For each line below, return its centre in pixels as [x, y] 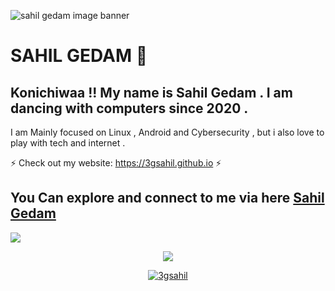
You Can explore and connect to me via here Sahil [167, 198]
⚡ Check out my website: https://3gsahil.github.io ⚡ [116, 163]
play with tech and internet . [68, 143]
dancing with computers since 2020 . [129, 108]
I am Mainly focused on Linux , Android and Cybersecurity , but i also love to [167, 132]
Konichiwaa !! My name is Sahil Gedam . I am [151, 92]
